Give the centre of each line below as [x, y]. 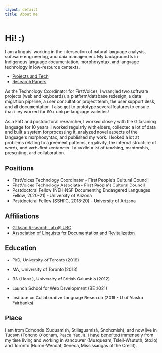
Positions [19, 168]
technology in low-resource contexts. [42, 67]
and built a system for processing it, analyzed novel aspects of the [71, 132]
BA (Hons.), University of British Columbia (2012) [61, 279]
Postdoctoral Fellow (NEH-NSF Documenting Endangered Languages [81, 190]
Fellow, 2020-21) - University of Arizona [52, 196]
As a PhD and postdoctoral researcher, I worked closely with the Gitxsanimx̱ [81, 122]
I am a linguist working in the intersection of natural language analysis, [75, 52]
